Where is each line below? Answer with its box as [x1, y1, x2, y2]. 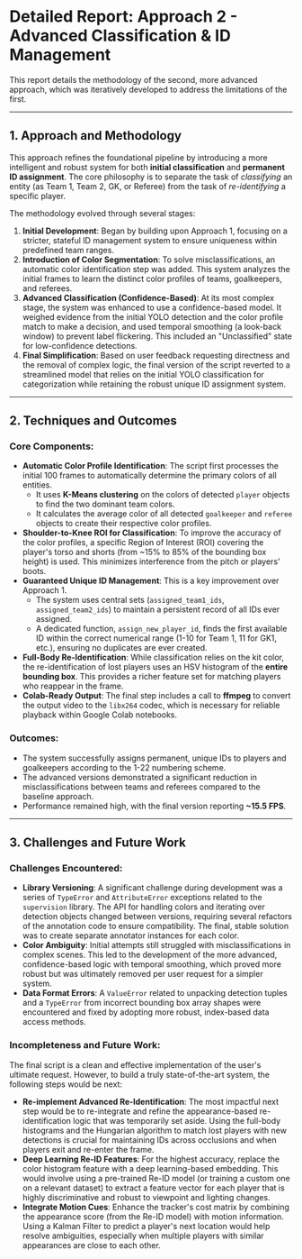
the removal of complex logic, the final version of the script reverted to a [22, 359, 290, 370]
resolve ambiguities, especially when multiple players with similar [22, 1230, 264, 1241]
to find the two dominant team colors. [35, 498, 175, 510]
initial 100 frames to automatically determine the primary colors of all [22, 470, 277, 481]
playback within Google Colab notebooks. [22, 709, 178, 720]
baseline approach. [22, 790, 94, 801]
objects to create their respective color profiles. [35, 518, 212, 529]
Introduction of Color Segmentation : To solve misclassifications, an [22, 254, 276, 265]
